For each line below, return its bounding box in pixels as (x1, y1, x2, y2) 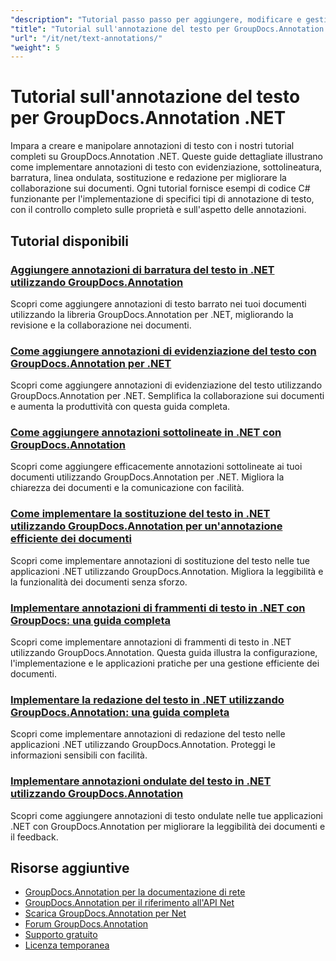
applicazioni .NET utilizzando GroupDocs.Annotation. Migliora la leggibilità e (10, 565, 324, 577)
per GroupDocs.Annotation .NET (10, 107, 287, 130)
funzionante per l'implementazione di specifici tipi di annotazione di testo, (10, 193, 315, 205)
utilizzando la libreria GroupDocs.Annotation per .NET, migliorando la (10, 308, 294, 320)
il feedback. (10, 831, 59, 843)
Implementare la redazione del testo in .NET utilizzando (10, 692, 285, 706)
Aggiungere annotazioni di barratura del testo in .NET (10, 262, 275, 276)
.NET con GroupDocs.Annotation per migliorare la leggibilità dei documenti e (10, 820, 326, 832)
